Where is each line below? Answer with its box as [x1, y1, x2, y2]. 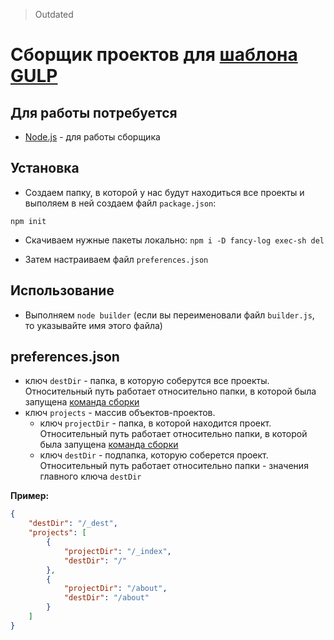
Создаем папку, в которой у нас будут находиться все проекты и [24, 186, 305, 198]
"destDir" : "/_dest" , [28, 519, 118, 529]
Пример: [10, 490, 50, 502]
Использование [10, 282, 115, 299]
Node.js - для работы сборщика [24, 131, 161, 143]
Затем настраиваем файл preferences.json [24, 253, 209, 265]
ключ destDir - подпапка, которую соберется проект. [39, 449, 269, 461]
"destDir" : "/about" [63, 593, 150, 603]
